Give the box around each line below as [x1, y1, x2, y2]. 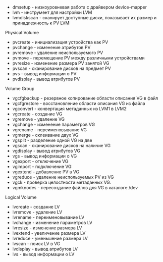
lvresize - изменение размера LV [12, 225, 82, 231]
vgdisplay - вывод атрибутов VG [12, 148, 81, 154]
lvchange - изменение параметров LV [12, 220, 93, 225]
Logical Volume [5, 194, 37, 200]
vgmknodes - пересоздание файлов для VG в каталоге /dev [12, 185, 138, 190]
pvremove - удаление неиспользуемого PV [12, 50, 103, 55]
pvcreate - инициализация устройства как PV [12, 39, 109, 45]
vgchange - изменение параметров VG [12, 121, 95, 127]
